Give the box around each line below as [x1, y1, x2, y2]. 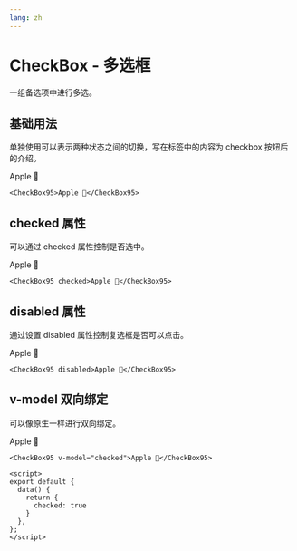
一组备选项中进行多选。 [9, 87, 97, 98]
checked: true [33, 500, 88, 510]
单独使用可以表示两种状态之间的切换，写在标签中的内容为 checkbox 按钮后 [9, 141, 289, 152]
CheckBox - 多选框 [9, 55, 151, 75]
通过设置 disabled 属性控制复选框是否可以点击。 [9, 330, 188, 340]
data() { [17, 485, 51, 494]
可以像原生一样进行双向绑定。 [9, 418, 120, 429]
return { [25, 493, 59, 502]
